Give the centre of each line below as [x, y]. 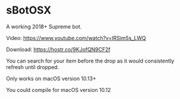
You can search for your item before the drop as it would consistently [90, 61]
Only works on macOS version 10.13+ [51, 78]
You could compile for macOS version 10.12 [58, 90]
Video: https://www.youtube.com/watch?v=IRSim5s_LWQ [76, 38]
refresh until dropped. [32, 67]
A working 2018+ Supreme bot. [44, 27]
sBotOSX [29, 10]
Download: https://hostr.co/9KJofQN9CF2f [58, 49]
